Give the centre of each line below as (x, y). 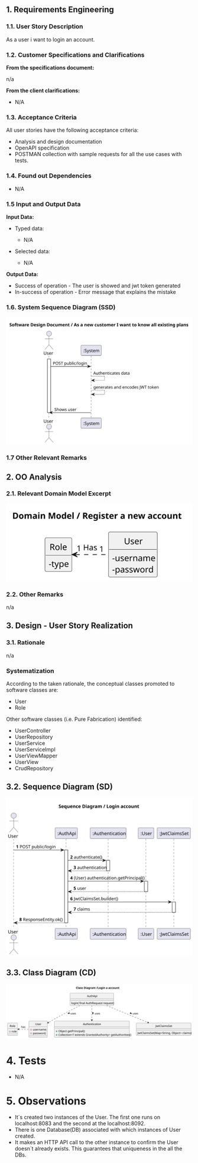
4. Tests (26, 1060)
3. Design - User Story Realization (69, 626)
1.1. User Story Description (45, 27)
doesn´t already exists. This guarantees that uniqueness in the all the (98, 1149)
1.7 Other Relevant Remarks (47, 458)
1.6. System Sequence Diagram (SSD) (61, 307)
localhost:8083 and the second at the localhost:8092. (80, 1123)
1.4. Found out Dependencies (49, 176)
